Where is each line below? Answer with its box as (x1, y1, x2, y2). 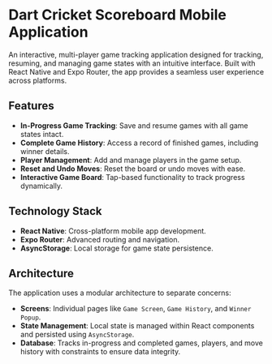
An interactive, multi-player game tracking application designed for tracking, (8, 49, 264, 59)
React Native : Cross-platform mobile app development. (19, 225, 207, 236)
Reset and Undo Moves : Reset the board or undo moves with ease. (19, 164, 246, 173)
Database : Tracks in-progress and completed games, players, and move (19, 338, 264, 348)
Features (8, 99, 54, 113)
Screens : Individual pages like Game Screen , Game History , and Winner (19, 304, 252, 314)
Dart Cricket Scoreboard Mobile (8, 6, 227, 24)
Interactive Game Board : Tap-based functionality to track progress (19, 172, 245, 182)
